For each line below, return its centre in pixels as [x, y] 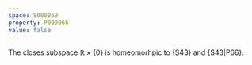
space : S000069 [33, 15]
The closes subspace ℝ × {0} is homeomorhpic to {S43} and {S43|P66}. [126, 52]
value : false [30, 30]
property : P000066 [38, 23]
